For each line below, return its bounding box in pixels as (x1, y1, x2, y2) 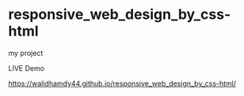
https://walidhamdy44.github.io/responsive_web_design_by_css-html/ (8, 79, 236, 88)
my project (8, 48, 44, 57)
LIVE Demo (8, 63, 45, 72)
